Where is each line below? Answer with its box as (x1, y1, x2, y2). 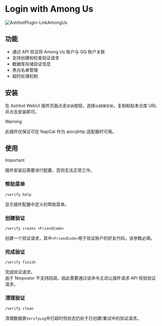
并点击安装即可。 (5, 109, 39, 115)
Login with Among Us (5, 3, 93, 15)
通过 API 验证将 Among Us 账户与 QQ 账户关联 (12, 49, 106, 55)
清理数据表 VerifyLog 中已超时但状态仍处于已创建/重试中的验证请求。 (5, 315, 142, 321)
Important (5, 157, 25, 163)
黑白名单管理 (12, 67, 38, 73)
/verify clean (5, 306, 34, 311)
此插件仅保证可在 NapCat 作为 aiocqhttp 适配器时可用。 (5, 128, 117, 134)
